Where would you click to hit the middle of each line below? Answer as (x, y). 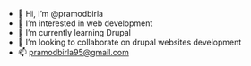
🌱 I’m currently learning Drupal (74, 33)
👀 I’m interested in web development (85, 23)
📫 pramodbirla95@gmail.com (74, 52)
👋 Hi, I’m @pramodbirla (61, 14)
